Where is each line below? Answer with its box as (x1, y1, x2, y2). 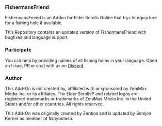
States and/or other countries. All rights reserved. (5, 101, 104, 107)
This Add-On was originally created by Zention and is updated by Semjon (5, 110, 152, 116)
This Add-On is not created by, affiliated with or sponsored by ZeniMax (5, 85, 147, 91)
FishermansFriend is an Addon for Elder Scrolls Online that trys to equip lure (5, 15, 157, 21)
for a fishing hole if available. (5, 20, 63, 26)
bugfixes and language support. (5, 34, 69, 40)
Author (5, 74, 22, 81)
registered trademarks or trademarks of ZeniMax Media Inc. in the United (5, 96, 151, 101)
